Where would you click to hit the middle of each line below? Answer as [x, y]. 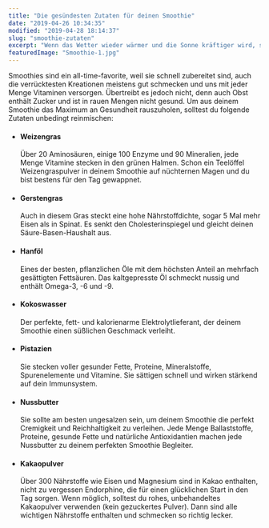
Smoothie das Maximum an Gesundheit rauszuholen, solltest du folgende [129, 110]
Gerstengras [41, 198]
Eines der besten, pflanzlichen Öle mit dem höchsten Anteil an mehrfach [139, 269]
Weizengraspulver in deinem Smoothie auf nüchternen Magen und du [134, 171]
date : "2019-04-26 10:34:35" [57, 23]
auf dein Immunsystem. [58, 384]
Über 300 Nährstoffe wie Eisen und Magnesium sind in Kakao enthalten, [139, 482]
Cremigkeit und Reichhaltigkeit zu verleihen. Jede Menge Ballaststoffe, [137, 428]
